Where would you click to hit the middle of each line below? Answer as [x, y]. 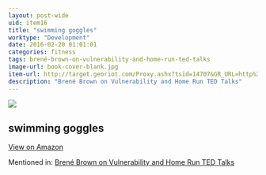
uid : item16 [28, 23]
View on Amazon [36, 147]
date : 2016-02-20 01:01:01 [53, 45]
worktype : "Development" [49, 37]
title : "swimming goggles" [53, 30]
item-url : [25, 74]
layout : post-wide [38, 15]
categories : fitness [42, 52]
